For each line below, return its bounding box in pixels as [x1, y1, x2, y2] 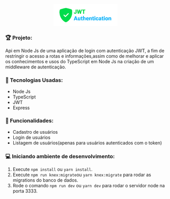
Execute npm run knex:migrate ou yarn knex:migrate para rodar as [12, 172, 151, 178]
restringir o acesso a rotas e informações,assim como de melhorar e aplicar [5, 53, 164, 59]
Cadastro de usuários [12, 129, 58, 135]
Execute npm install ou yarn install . [12, 166, 93, 172]
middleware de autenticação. [5, 64, 66, 70]
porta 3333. [12, 188, 38, 194]
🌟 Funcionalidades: [5, 117, 54, 125]
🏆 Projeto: [5, 34, 33, 41]
